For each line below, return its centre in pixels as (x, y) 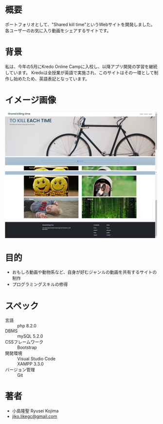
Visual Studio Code (36, 359)
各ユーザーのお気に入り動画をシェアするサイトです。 (58, 30)
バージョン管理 (20, 370)
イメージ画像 (31, 100)
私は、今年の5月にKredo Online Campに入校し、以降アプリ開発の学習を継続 (81, 66)
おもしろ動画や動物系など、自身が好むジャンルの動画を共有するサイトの (84, 272)
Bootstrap (27, 347)
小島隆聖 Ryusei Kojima (35, 411)
